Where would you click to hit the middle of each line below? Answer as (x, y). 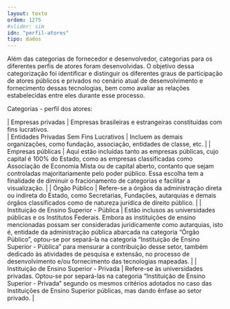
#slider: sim (26, 26)
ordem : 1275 (24, 20)
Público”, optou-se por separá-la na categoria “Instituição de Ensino (104, 239)
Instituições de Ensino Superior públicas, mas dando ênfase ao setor (104, 291)
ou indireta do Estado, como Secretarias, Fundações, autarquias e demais (112, 196)
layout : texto (28, 13)
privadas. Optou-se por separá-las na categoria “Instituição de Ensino (106, 276)
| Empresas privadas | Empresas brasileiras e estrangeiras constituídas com (115, 122)
